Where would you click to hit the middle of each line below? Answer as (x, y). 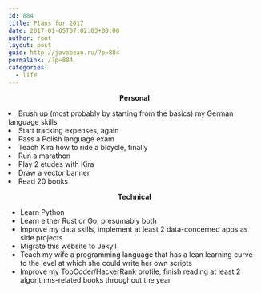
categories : (28, 68)
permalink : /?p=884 (41, 61)
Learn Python (42, 212)
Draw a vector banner (54, 172)
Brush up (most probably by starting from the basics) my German (126, 113)
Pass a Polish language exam (66, 139)
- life (26, 75)
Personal (135, 97)
